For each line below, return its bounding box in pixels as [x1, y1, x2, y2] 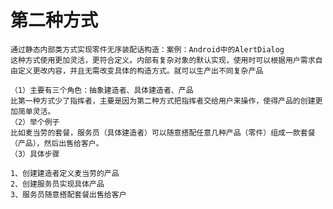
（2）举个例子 [10, 117, 60, 127]
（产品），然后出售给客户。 [10, 138, 104, 148]
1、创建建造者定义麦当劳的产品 [10, 168, 120, 178]
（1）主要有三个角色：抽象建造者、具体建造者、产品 [10, 85, 194, 95]
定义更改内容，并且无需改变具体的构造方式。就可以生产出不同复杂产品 [17, 66, 264, 76]
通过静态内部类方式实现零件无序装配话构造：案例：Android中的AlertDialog [10, 44, 285, 55]
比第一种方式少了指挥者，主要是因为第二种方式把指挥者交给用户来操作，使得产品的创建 [10, 96, 316, 106]
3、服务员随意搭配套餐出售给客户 [10, 189, 127, 200]
